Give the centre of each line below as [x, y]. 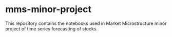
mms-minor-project [48, 9]
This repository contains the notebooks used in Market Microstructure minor [86, 23]
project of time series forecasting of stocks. [52, 28]
